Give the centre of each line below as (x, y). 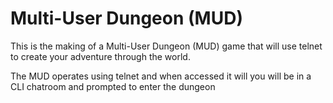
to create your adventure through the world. (100, 56)
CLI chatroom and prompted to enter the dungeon (113, 86)
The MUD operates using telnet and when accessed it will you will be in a (161, 76)
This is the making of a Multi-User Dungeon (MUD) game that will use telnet (166, 46)
